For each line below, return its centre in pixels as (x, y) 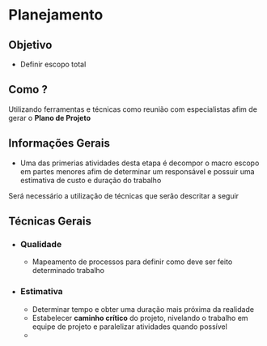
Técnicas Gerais (50, 222)
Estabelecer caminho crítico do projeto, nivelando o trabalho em (140, 318)
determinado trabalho (68, 271)
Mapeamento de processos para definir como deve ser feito (132, 262)
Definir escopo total (53, 64)
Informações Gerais (59, 143)
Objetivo (30, 45)
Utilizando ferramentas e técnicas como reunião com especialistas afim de (133, 109)
